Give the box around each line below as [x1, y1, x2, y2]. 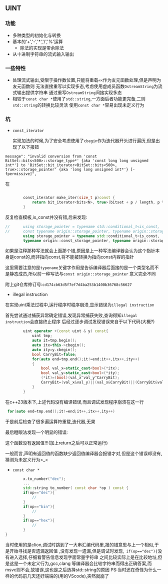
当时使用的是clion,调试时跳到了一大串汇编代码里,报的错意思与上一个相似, [5, 541, 155, 547]
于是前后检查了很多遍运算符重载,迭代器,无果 [5, 418, 96, 424]
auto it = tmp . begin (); [31, 338, 77, 343]
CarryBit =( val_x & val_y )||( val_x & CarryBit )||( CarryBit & [40, 380, 157, 385]
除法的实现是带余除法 [19, 44, 64, 50]
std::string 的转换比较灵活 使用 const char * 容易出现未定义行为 [12, 102, 144, 108]
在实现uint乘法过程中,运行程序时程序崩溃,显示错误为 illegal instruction [5, 302, 154, 308]
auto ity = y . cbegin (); [31, 347, 77, 352]
